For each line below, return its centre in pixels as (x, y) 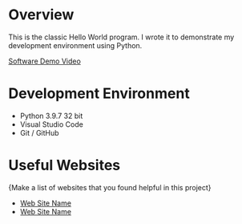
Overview (41, 15)
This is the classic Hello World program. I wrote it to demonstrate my (121, 37)
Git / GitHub (39, 132)
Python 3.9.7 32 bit (51, 116)
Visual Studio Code (52, 124)
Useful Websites (65, 165)
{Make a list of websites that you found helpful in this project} (110, 187)
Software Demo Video (45, 61)
